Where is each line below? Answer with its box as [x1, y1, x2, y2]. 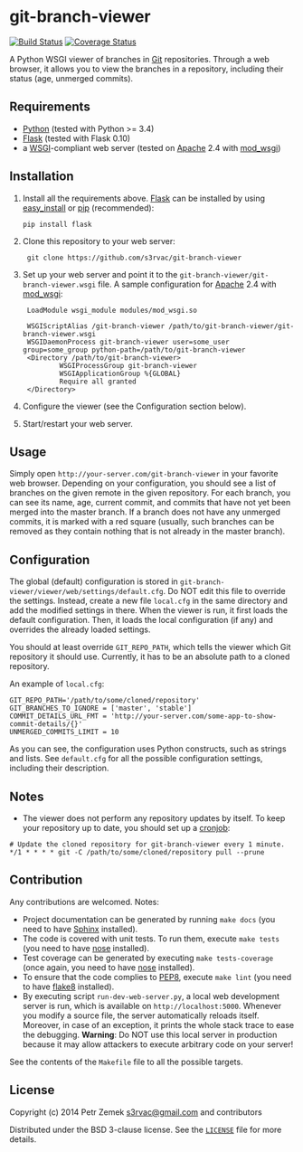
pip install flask [22, 220, 92, 229]
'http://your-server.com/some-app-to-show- [109, 712, 278, 721]
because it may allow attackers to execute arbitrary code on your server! [22, 1038, 294, 1050]
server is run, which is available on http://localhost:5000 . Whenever [22, 1000, 282, 1011]
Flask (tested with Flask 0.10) [22, 133, 131, 144]
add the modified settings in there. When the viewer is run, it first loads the [9, 605, 288, 616]
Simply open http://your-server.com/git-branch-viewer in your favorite [9, 468, 279, 479]
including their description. [9, 762, 109, 774]
